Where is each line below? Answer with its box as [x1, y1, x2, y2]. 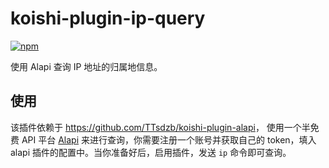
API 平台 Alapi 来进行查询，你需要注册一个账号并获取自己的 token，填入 [21, 133, 317, 146]
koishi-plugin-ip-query [10, 7, 206, 30]
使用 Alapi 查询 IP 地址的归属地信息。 [10, 60, 163, 72]
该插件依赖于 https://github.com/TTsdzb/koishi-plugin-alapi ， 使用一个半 [10, 121, 311, 133]
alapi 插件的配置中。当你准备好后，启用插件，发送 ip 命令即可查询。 [10, 146, 292, 158]
